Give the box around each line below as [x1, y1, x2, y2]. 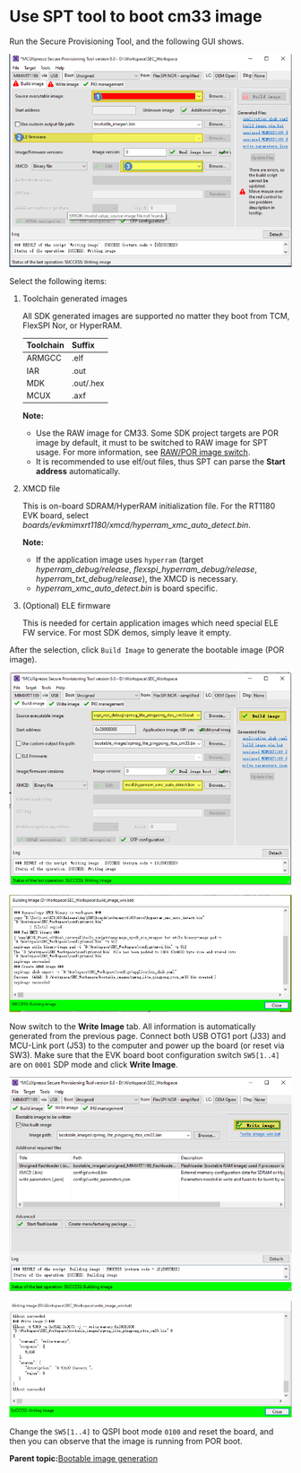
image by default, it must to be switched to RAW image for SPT [35, 437, 269, 447]
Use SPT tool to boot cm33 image [9, 6, 262, 27]
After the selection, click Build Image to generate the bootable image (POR [9, 644, 285, 655]
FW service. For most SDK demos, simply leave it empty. [21, 627, 232, 637]
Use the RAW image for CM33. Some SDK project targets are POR [35, 428, 279, 438]
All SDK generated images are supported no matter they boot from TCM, [21, 310, 290, 321]
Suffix [71, 340, 96, 351]
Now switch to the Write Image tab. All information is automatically [9, 1021, 256, 1032]
